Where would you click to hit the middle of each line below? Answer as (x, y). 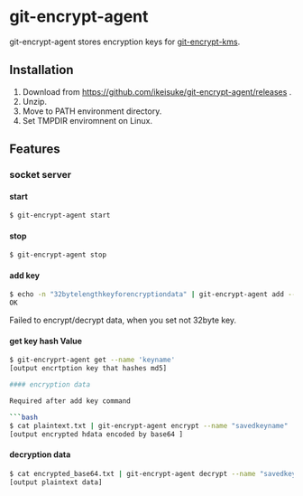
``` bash (24, 417)
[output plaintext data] (56, 482)
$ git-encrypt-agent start (60, 215)
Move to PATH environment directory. (92, 111)
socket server (41, 175)
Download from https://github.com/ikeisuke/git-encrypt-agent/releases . (157, 91)
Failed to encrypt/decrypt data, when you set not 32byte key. (123, 320)
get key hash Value (46, 341)
